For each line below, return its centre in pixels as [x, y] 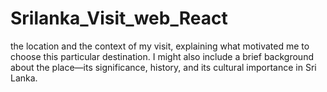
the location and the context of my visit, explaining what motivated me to [160, 46]
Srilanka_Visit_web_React [119, 18]
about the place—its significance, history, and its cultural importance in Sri [163, 67]
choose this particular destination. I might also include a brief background [162, 56]
